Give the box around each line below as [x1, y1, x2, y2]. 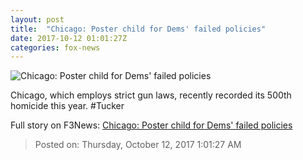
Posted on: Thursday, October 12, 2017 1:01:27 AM [34, 139, 242, 151]
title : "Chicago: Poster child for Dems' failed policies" [10, 24, 267, 34]
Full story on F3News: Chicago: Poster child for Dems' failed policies [10, 119, 293, 131]
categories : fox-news [10, 42, 101, 53]
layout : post [10, 14, 65, 25]
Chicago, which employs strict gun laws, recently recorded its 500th [10, 89, 292, 101]
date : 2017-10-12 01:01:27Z [10, 33, 128, 43]
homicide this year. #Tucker [10, 100, 125, 112]
